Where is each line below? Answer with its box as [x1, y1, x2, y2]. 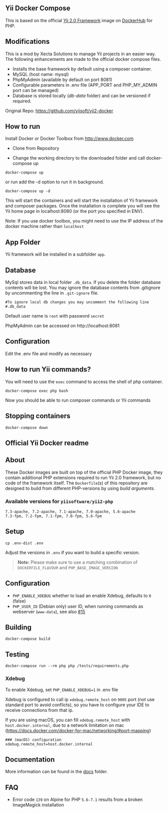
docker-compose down [5, 425, 49, 430]
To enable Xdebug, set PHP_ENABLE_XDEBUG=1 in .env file [5, 687, 118, 693]
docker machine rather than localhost [5, 224, 84, 230]
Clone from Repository [12, 145, 59, 152]
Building [5, 623, 32, 632]
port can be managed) [12, 87, 59, 93]
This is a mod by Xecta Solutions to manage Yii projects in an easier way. [5, 50, 156, 57]
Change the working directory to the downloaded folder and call [12, 155, 145, 161]
